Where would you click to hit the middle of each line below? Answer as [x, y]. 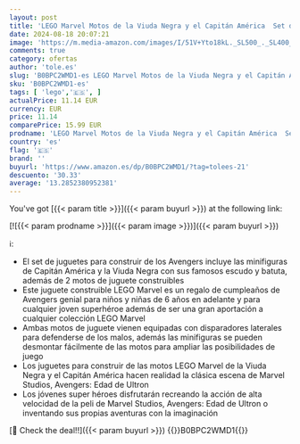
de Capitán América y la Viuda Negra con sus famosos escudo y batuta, [154, 271]
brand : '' [28, 158]
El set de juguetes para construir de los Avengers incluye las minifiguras [155, 262]
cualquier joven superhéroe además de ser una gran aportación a [142, 309]
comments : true [37, 51]
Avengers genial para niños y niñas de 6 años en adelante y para [141, 300]
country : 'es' [36, 142]
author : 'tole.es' [43, 68]
